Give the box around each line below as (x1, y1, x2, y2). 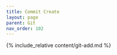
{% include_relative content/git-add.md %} (6, 42, 112, 49)
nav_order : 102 (6, 25, 44, 32)
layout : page (6, 14, 39, 20)
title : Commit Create (6, 8, 60, 15)
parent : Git (6, 20, 36, 26)
